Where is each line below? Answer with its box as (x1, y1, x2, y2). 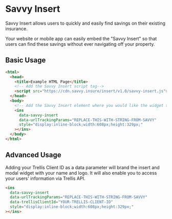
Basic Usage (5, 56, 46, 65)
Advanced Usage (5, 151, 61, 159)
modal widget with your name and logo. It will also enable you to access (5, 170, 157, 176)
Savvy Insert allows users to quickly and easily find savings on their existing (5, 20, 165, 26)
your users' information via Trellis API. (5, 175, 85, 181)
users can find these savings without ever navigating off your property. (5, 41, 155, 47)
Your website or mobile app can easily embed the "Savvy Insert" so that (5, 35, 157, 42)
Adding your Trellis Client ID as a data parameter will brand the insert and (5, 164, 160, 170)
